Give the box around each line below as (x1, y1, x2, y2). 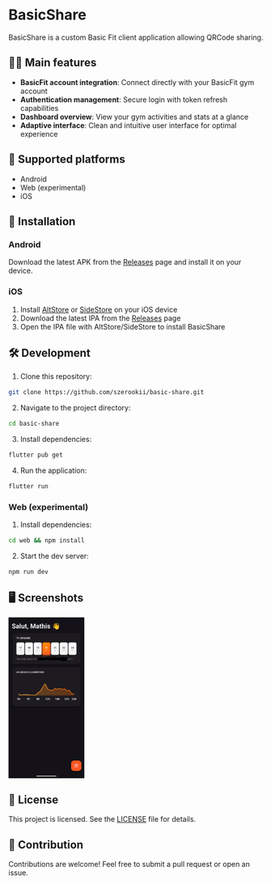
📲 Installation (8, 215, 76, 228)
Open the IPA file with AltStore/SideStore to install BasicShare (19, 321, 226, 331)
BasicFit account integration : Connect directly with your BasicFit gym (19, 77, 255, 87)
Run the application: (19, 465, 87, 475)
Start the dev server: (19, 551, 89, 561)
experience (19, 129, 58, 138)
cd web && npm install (8, 537, 85, 545)
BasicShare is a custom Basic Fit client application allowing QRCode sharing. (8, 32, 264, 42)
